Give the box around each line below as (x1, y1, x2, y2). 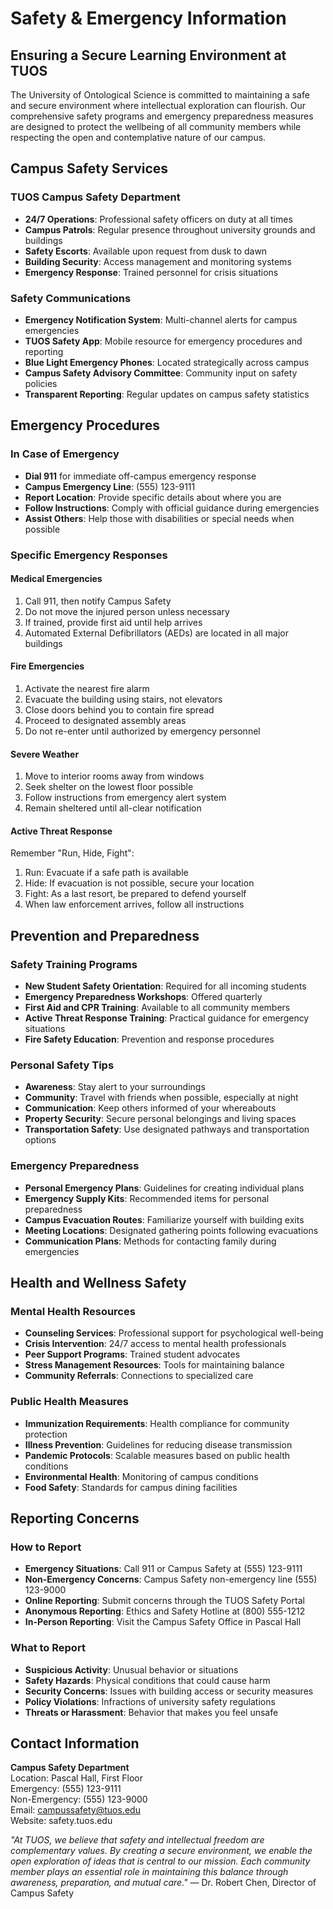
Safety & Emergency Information (10, 7, 287, 30)
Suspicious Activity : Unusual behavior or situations (24, 1663, 239, 1676)
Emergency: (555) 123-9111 (10, 1783, 122, 1795)
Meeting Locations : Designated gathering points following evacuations (24, 1224, 319, 1236)
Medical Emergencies (10, 573, 103, 585)
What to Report (10, 1641, 86, 1655)
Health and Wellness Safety (10, 1275, 187, 1292)
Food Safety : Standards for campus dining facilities (24, 1481, 238, 1493)
